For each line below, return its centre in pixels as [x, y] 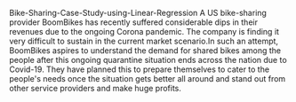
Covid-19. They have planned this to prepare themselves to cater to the [139, 69]
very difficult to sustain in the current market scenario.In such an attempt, [144, 41]
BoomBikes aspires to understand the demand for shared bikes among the [145, 51]
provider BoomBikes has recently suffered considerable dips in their [133, 22]
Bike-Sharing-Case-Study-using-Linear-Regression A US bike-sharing [138, 13]
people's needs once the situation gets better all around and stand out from [148, 78]
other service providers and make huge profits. [96, 88]
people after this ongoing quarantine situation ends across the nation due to [148, 60]
